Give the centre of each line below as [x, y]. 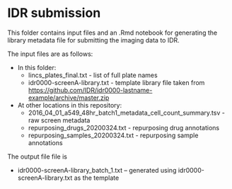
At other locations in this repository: [70, 105]
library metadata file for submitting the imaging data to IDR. [94, 40]
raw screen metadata [59, 120]
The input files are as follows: [50, 54]
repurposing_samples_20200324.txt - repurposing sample [113, 135]
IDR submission [54, 13]
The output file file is [37, 156]
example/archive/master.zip [69, 98]
